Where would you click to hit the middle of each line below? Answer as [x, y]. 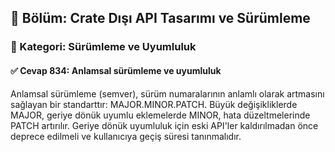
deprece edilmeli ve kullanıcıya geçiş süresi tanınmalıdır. [126, 136]
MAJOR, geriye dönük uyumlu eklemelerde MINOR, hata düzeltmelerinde [160, 115]
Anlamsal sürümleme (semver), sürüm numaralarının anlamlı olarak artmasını [167, 93]
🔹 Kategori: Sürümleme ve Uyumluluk [103, 47]
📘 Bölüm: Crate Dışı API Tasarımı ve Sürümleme [160, 18]
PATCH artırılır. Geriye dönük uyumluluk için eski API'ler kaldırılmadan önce [164, 125]
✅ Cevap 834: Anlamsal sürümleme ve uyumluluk [116, 70]
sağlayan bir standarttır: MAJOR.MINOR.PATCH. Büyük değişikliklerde [154, 104]
